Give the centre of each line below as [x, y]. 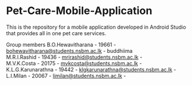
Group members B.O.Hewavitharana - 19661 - [61, 45]
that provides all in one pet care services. [56, 33]
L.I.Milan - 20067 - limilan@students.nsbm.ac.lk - [66, 76]
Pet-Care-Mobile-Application [79, 11]
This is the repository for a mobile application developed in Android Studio [96, 27]
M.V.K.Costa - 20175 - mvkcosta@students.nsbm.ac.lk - [74, 63]
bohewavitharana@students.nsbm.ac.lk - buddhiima [69, 50]
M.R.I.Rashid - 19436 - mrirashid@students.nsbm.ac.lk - [74, 57]
